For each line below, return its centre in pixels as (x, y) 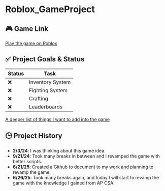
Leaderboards (45, 106)
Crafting (38, 98)
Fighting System (48, 90)
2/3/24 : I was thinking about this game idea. (59, 150)
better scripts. (27, 161)
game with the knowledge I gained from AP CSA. (64, 183)
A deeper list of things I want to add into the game (58, 119)
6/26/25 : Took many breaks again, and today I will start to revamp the (86, 177)
